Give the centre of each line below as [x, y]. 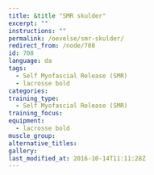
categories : [28, 91]
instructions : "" [37, 31]
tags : [17, 69]
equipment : [27, 121]
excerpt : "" [28, 23]
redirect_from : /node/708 [52, 46]
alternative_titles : [43, 143]
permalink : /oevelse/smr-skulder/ [67, 38]
